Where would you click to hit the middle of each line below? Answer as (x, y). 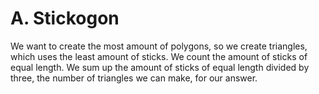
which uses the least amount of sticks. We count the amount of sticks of (159, 56)
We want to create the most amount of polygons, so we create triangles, (159, 46)
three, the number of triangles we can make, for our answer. (134, 78)
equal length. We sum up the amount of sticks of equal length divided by (160, 67)
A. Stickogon (65, 18)
